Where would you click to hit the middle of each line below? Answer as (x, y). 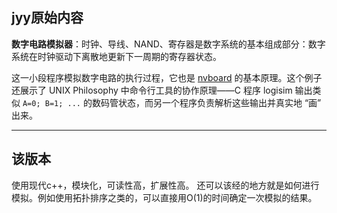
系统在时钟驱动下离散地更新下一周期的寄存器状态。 (116, 56)
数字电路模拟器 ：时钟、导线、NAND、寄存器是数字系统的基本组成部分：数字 (168, 44)
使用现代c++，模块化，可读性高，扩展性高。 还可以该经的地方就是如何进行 (165, 185)
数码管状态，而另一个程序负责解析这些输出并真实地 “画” (206, 102)
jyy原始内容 (47, 18)
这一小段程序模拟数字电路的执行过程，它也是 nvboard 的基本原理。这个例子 (167, 77)
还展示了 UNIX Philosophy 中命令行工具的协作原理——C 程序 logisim (152, 90)
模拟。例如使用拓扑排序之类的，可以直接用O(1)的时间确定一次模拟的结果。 (164, 197)
